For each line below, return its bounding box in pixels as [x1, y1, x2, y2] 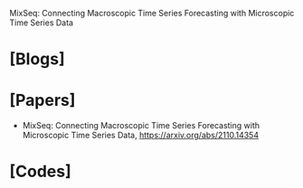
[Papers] [9, 90, 76, 111]
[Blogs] [9, 49, 65, 70]
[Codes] [9, 162, 72, 182]
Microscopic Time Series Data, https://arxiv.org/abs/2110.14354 [22, 130, 260, 141]
